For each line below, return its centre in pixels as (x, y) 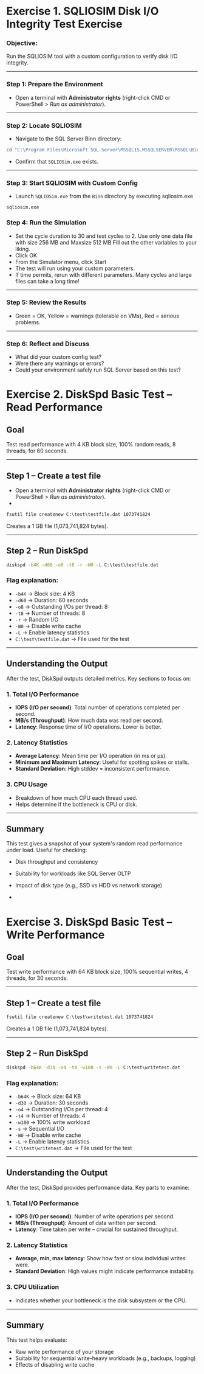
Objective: (22, 43)
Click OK (26, 255)
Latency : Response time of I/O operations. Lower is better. (88, 727)
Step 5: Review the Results (46, 302)
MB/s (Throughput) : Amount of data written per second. (86, 1223)
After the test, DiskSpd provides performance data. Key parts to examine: (98, 1187)
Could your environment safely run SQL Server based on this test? (98, 370)
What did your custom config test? (58, 357)
